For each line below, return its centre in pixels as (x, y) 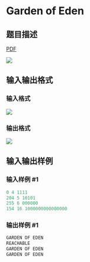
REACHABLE (18, 244)
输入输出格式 (30, 81)
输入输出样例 (30, 161)
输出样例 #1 (22, 225)
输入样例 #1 (22, 179)
